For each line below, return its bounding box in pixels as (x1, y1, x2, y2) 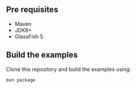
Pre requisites (6, 5, 58, 15)
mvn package (6, 77, 35, 83)
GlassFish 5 (14, 32, 43, 40)
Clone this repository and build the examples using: (6, 65, 131, 72)
